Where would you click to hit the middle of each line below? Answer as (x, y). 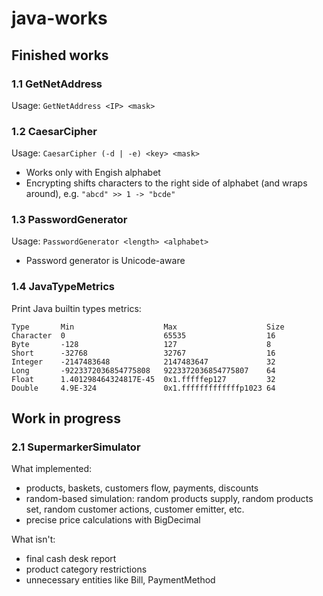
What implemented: (52, 469)
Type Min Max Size (148, 327)
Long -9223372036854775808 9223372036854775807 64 (143, 370)
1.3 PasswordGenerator (69, 220)
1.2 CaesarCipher (54, 131)
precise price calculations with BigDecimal (113, 520)
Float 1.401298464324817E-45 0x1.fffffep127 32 (143, 379)
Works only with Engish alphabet (93, 173)
